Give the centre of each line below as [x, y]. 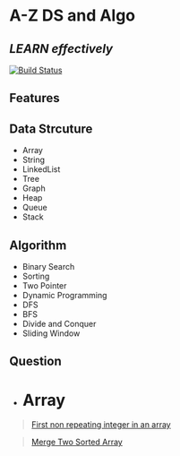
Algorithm [38, 245]
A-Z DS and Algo [73, 16]
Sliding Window [51, 333]
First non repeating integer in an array [101, 425]
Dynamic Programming [64, 296]
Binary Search [48, 267]
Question [35, 361]
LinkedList [41, 169]
